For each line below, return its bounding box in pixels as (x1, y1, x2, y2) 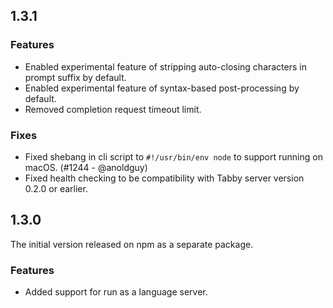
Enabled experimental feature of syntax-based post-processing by (24, 82, 300, 94)
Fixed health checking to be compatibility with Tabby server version (24, 172, 305, 184)
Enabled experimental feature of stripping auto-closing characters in (24, 60, 307, 73)
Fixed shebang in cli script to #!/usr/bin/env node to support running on (24, 150, 323, 163)
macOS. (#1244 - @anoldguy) (24, 161, 148, 173)
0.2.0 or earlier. (24, 182, 88, 194)
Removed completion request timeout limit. (24, 103, 202, 115)
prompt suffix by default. (24, 71, 127, 83)
